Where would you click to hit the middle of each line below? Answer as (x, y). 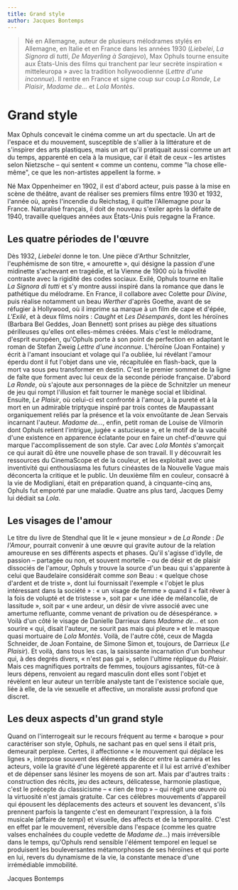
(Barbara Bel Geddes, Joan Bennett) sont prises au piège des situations (112, 324)
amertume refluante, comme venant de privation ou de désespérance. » (113, 614)
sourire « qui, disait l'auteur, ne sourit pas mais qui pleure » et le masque (114, 629)
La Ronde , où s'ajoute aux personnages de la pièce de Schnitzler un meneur (119, 384)
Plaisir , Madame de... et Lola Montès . (80, 86)
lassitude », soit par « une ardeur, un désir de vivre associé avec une (108, 606)
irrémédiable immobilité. (43, 864)
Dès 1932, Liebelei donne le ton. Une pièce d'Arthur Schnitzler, (99, 256)
